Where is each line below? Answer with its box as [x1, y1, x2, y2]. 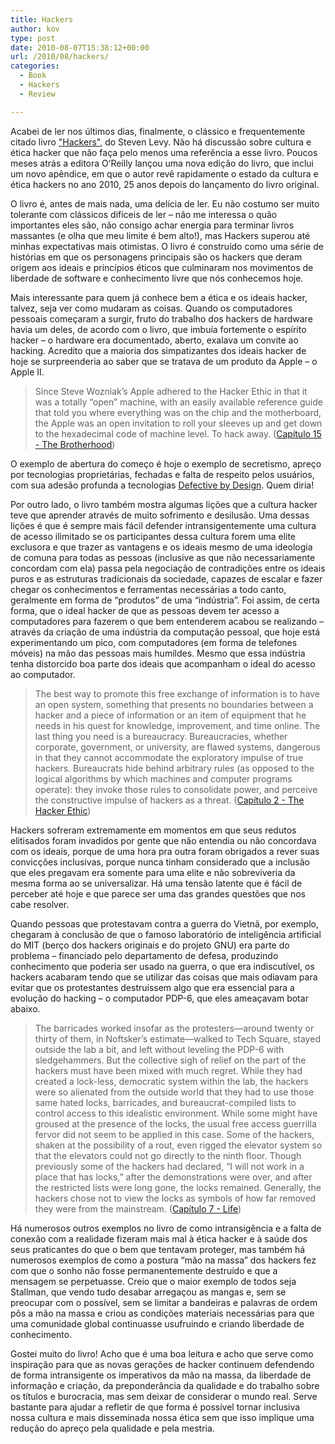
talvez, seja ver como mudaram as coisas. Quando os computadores [10, 302, 293, 314]
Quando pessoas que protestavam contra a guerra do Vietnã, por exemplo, [10, 917, 320, 930]
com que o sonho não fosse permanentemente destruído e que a [10, 1264, 278, 1276]
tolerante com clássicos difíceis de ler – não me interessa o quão [10, 208, 278, 220]
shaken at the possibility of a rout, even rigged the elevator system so [34, 1139, 323, 1151]
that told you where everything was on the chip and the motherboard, [34, 406, 322, 418]
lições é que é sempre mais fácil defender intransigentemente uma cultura [10, 519, 317, 531]
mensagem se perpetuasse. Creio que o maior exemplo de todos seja [10, 1275, 297, 1287]
